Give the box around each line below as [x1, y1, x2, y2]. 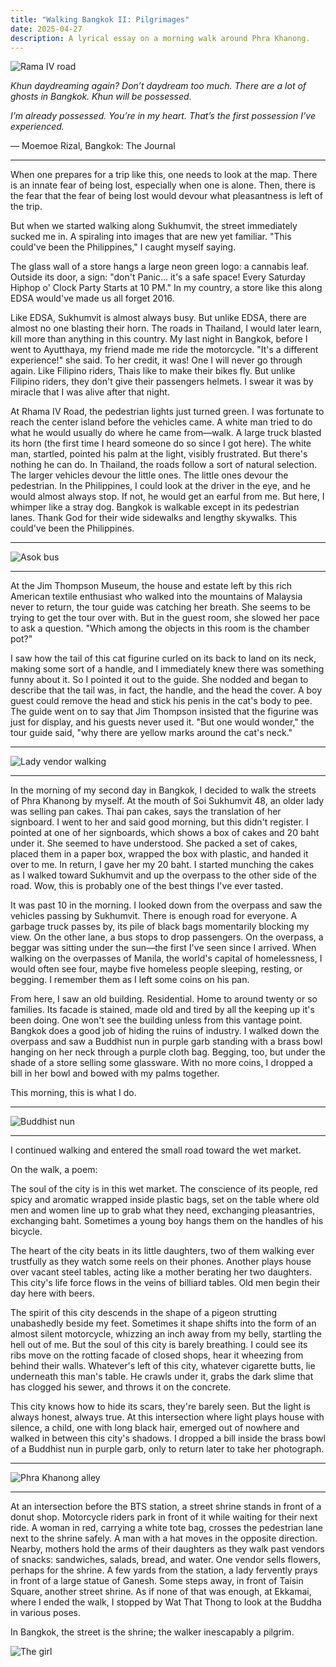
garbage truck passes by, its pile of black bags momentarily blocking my [10, 921, 310, 933]
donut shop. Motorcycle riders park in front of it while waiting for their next [10, 1511, 318, 1523]
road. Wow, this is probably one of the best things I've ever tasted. [10, 880, 284, 892]
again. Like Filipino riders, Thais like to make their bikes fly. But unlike [10, 365, 296, 377]
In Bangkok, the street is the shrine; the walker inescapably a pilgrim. [10, 1626, 295, 1638]
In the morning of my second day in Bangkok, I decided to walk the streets [10, 784, 317, 796]
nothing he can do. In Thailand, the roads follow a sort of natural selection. [10, 459, 317, 471]
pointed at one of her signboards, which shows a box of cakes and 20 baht [10, 827, 320, 839]
